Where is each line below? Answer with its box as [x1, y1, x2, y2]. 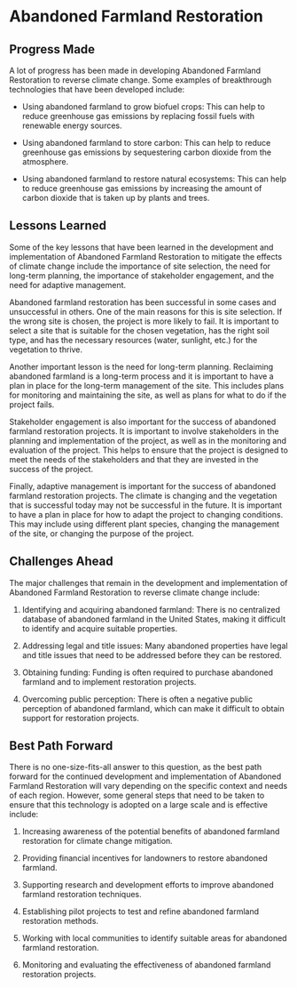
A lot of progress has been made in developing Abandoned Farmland [9, 65, 262, 76]
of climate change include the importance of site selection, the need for [9, 261, 271, 271]
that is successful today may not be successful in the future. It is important [9, 500, 282, 510]
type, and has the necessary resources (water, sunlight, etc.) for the [9, 334, 258, 345]
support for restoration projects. [21, 712, 139, 723]
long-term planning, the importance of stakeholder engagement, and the [9, 269, 275, 281]
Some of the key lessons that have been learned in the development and [9, 242, 274, 253]
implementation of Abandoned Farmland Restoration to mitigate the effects [9, 251, 282, 261]
